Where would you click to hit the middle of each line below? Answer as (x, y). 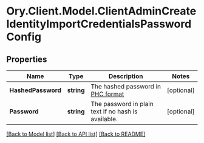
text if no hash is (114, 111)
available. (104, 119)
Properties (27, 59)
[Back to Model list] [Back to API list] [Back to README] (76, 134)
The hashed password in (126, 86)
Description (126, 76)
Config (24, 37)
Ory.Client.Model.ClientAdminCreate (101, 11)
